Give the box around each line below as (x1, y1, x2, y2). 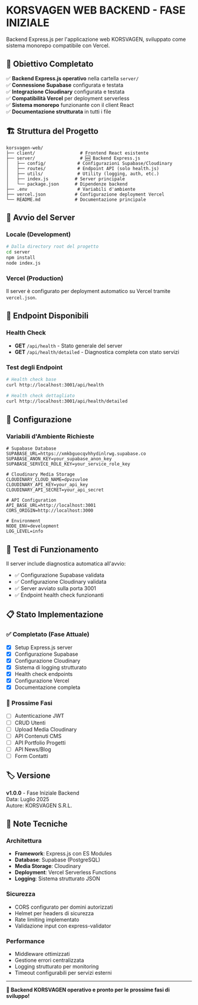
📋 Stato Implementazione (6, 610, 104, 620)
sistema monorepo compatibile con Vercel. (6, 42, 110, 49)
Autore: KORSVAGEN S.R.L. (6, 802, 72, 809)
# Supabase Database (6, 445, 57, 452)
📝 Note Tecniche (6, 819, 68, 829)
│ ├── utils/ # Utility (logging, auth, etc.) (6, 171, 160, 177)
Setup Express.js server (14, 643, 72, 651)
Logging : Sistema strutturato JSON (14, 875, 100, 882)
